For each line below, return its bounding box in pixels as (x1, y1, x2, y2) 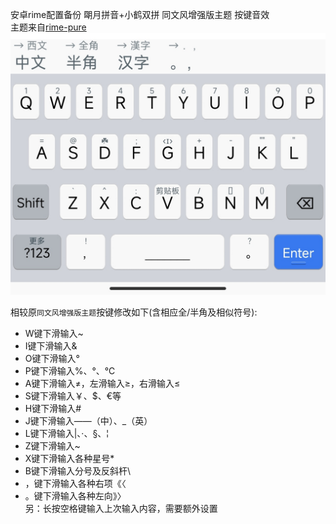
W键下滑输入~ (24, 328, 84, 340)
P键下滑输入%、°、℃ (24, 365, 116, 377)
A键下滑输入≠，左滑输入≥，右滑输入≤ (24, 378, 181, 390)
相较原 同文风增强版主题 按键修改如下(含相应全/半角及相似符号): (10, 306, 258, 318)
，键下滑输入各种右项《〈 (24, 478, 127, 490)
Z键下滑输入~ (24, 440, 81, 452)
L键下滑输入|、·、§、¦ (24, 428, 110, 440)
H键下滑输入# (24, 403, 82, 415)
